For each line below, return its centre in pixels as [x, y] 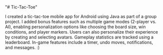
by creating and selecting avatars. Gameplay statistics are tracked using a [79, 37]
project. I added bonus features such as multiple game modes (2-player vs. [81, 22]
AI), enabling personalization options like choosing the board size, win [75, 27]
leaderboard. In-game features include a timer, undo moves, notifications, [79, 42]
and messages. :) [22, 47]
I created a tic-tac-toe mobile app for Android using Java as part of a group [81, 16]
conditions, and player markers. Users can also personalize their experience [81, 32]
